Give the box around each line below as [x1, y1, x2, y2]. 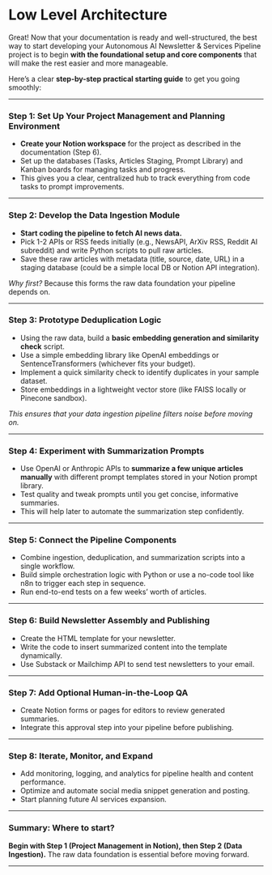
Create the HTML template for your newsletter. [19, 633, 176, 643]
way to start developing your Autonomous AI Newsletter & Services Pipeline [8, 40, 261, 50]
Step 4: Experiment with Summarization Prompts [8, 445, 205, 457]
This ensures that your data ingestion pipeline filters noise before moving [8, 409, 253, 418]
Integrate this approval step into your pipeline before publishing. [19, 723, 234, 733]
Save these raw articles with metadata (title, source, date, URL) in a [19, 253, 245, 264]
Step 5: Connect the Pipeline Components [8, 534, 176, 546]
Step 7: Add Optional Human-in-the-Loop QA [8, 686, 189, 698]
